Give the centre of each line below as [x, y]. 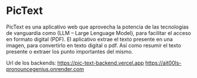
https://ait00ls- [163, 63]
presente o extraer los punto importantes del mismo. [70, 51]
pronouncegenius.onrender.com [45, 69]
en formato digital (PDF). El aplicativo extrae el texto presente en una [90, 39]
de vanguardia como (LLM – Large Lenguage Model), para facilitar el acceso [98, 33]
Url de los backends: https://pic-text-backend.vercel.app [75, 63]
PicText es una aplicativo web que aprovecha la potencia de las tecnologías [98, 27]
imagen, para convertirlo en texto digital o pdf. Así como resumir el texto [94, 45]
